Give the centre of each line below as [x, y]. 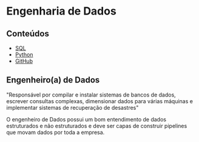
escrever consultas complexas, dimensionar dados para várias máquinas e [99, 101]
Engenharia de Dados [61, 11]
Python [24, 55]
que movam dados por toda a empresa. [56, 132]
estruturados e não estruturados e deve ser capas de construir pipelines [97, 126]
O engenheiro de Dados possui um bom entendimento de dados [86, 119]
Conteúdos [28, 34]
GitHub [24, 61]
